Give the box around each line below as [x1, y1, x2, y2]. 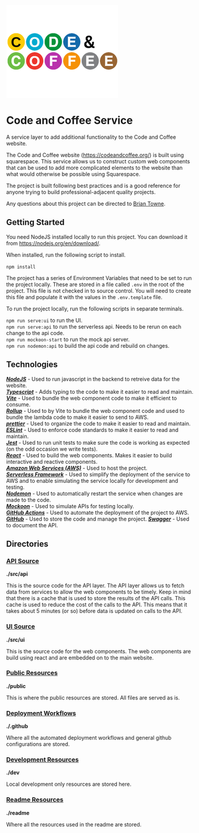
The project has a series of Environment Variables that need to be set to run [6, 274, 192, 281]
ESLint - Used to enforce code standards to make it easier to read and [6, 426, 179, 433]
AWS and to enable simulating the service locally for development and [6, 477, 179, 484]
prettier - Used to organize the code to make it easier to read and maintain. [6, 419, 191, 427]
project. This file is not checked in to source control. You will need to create [6, 287, 192, 294]
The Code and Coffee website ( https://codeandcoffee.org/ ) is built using [6, 151, 184, 159]
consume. [6, 400, 31, 408]
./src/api [6, 570, 28, 577]
